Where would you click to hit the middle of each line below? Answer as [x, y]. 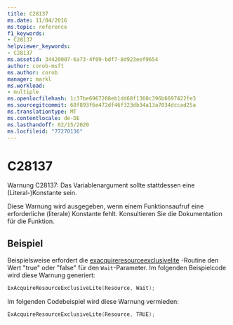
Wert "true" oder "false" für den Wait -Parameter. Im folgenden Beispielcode [117, 268]
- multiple [23, 92]
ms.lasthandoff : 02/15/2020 [48, 125]
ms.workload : [26, 86]
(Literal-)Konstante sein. [42, 193]
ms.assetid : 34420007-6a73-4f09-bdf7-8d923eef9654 [83, 60]
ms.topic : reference [38, 27]
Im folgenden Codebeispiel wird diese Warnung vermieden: [93, 301]
